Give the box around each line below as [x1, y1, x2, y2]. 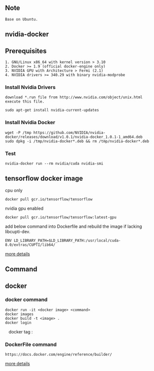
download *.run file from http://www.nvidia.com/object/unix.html [5, 95, 143, 100]
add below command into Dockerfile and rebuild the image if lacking [5, 223, 142, 229]
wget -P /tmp [5, 130, 32, 135]
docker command [5, 296, 48, 303]
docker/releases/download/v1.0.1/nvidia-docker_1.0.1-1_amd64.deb [5, 134, 143, 139]
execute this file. [5, 99, 45, 104]
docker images [5, 311, 34, 317]
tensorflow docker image [5, 175, 83, 183]
